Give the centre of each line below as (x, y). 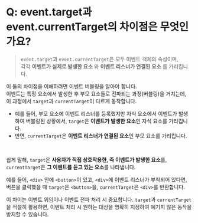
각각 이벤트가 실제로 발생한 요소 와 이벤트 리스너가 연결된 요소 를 (94, 66)
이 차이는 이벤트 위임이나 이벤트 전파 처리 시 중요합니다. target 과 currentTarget (99, 199)
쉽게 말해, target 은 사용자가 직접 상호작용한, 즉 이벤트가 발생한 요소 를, (87, 159)
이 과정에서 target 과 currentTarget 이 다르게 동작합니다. (72, 101)
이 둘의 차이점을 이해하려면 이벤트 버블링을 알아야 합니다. (72, 86)
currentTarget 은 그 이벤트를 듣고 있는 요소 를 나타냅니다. (71, 167)
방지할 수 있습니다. (27, 214)
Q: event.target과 (49, 12)
